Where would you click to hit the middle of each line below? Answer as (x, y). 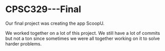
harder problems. (24, 43)
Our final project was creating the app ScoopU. (55, 23)
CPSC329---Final (43, 9)
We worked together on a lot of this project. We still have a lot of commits (83, 33)
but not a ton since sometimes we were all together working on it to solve (82, 38)
